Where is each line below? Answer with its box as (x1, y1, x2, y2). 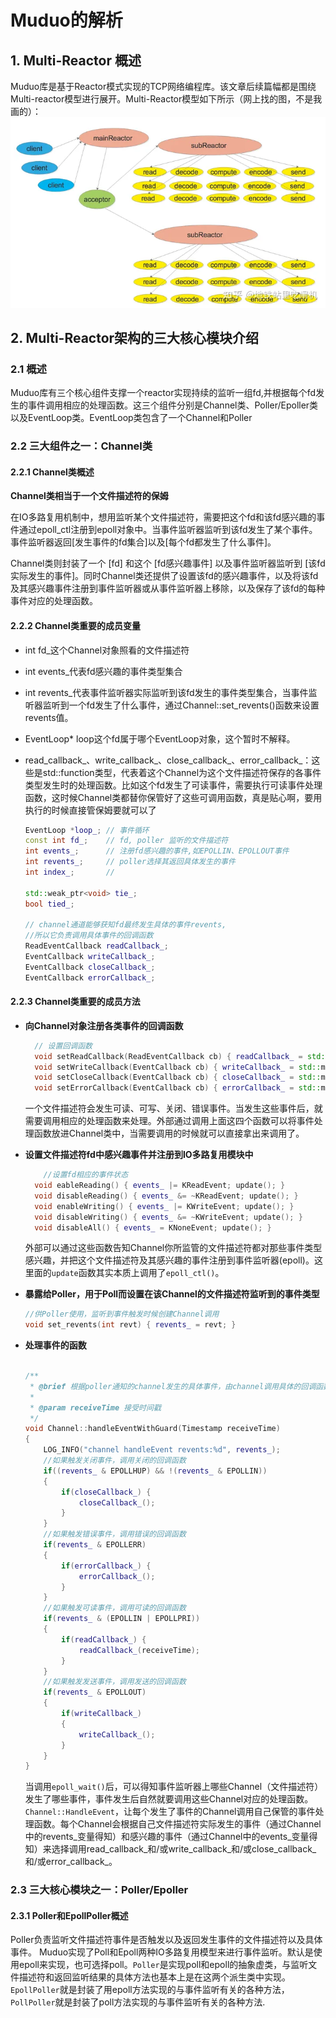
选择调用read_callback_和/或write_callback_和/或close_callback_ (51, 1843, 317, 1855)
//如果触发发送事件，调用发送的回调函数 (43, 1677, 187, 1687)
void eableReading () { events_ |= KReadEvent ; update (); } (34, 1181, 286, 1191)
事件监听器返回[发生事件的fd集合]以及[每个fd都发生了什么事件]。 (10, 536, 277, 548)
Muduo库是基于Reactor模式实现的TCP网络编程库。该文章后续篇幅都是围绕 (10, 81, 317, 92)
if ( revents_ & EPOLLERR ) (43, 1540, 147, 1550)
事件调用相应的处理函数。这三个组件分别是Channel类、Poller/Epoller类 (27, 399, 319, 411)
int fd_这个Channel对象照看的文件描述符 (24, 644, 190, 656)
